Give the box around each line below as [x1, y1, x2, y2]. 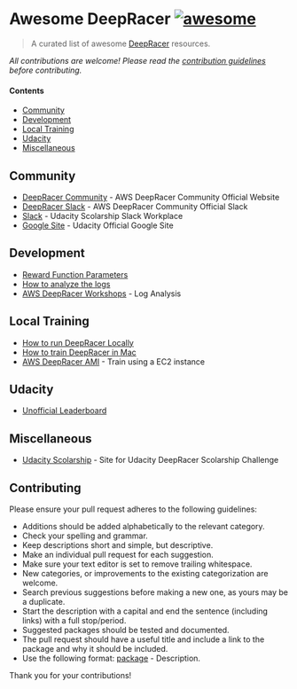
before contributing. [9, 65, 82, 75]
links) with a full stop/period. [21, 615, 127, 626]
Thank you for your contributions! [9, 670, 132, 681]
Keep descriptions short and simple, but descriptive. [21, 540, 214, 551]
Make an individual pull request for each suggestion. [21, 550, 215, 560]
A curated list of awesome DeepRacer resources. [30, 38, 211, 49]
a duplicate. [21, 597, 66, 607]
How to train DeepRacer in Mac [21, 347, 137, 357]
